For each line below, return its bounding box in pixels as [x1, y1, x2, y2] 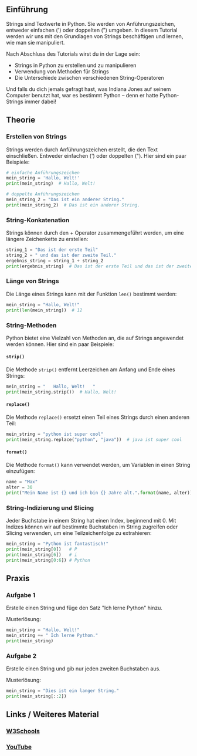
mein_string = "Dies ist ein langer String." [6, 688, 119, 694]
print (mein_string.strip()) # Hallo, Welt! [6, 389, 117, 395]
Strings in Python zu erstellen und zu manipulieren [14, 62, 137, 69]
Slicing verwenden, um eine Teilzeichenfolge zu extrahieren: [6, 529, 152, 536]
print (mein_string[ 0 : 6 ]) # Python [6, 557, 91, 563]
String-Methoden [6, 321, 57, 329]
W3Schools [6, 727, 40, 735]
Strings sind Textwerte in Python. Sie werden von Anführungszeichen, [6, 20, 176, 27]
